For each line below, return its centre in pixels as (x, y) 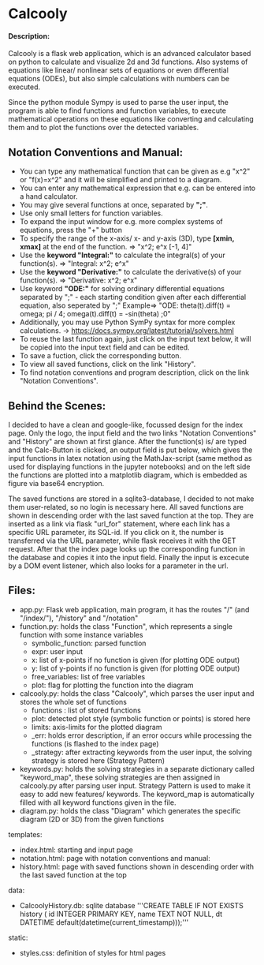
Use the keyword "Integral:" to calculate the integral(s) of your (123, 255)
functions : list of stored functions (86, 710)
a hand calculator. (48, 196)
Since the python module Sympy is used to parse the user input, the (118, 103)
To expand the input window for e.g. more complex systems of (121, 222)
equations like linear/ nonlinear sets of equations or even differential (118, 70)
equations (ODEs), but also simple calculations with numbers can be (119, 79)
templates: (25, 834)
